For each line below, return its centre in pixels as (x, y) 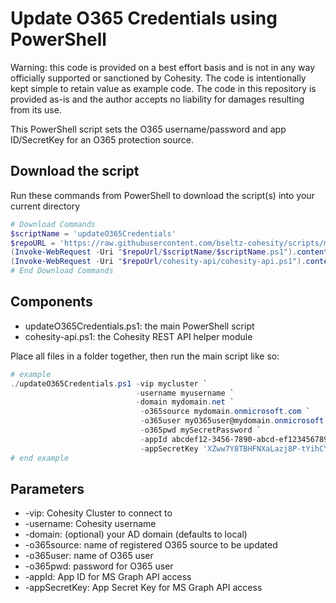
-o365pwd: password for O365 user (99, 566)
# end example (40, 458)
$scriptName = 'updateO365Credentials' (93, 233)
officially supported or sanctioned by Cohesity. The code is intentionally (158, 78)
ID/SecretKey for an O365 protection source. (102, 139)
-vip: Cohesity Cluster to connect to (98, 513)
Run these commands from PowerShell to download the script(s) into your (162, 195)
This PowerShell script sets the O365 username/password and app (148, 129)
